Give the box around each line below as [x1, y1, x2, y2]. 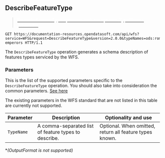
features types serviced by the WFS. [5, 54, 80, 60]
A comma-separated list [37, 123, 94, 130]
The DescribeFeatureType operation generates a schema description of [5, 49, 148, 54]
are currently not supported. [5, 103, 62, 108]
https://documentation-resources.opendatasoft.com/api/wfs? [14, 31, 139, 36]
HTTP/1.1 [25, 40, 43, 45]
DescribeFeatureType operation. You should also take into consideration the [5, 83, 157, 89]
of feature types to [37, 129, 80, 135]
